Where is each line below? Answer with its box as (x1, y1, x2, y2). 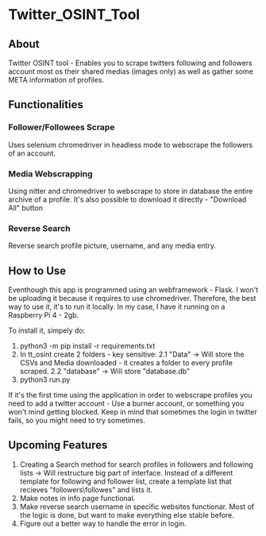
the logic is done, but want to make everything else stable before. (19, 510, 234, 519)
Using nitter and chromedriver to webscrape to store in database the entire (8, 186, 253, 195)
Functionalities (8, 98, 83, 112)
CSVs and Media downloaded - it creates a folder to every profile (19, 358, 233, 368)
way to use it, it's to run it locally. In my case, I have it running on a (8, 302, 226, 311)
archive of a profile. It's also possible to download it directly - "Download (8, 195, 247, 204)
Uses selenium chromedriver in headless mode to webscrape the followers (8, 140, 253, 149)
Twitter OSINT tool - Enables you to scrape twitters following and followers (8, 58, 253, 67)
